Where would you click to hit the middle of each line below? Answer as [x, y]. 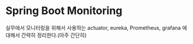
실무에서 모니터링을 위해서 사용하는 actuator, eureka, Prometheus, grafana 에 [96, 28]
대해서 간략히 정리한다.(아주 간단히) [46, 35]
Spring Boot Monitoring [64, 11]
